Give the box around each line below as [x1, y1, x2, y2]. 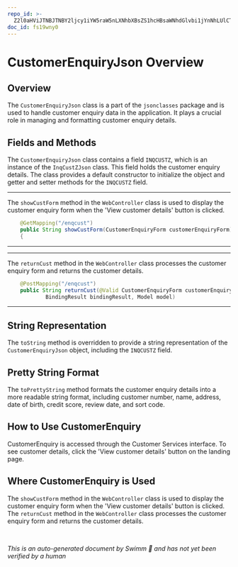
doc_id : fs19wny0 [7, 23, 59, 30]
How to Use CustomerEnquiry [7, 421, 142, 433]
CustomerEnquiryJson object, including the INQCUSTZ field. [7, 346, 173, 354]
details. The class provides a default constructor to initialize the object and [7, 171, 225, 179]
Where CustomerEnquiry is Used [7, 476, 156, 488]
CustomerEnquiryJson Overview [7, 54, 204, 70]
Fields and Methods [7, 136, 97, 149]
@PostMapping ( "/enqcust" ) [20, 280, 97, 287]
